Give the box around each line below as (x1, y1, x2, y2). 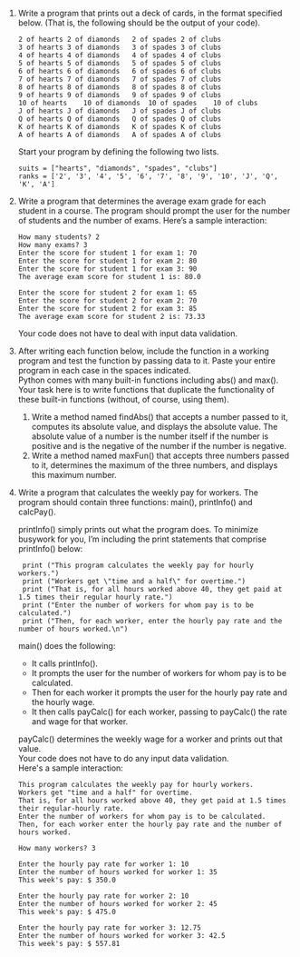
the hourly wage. (31, 697, 95, 707)
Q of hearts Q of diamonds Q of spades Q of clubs (17, 115, 222, 124)
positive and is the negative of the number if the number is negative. (31, 441, 287, 451)
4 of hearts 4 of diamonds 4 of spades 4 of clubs (17, 51, 222, 60)
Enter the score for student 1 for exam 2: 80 (17, 256, 198, 265)
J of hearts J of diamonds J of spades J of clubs (17, 106, 222, 115)
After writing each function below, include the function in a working (17, 345, 270, 356)
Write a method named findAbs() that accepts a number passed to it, (31, 412, 288, 422)
